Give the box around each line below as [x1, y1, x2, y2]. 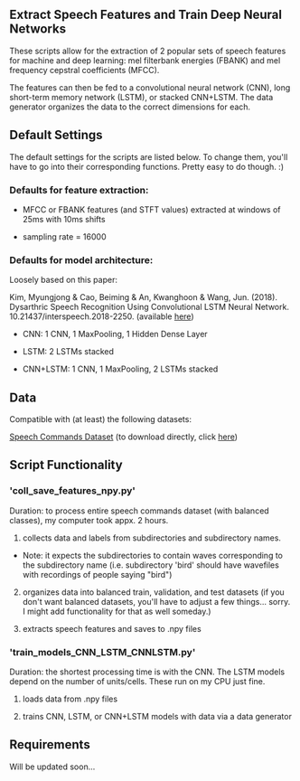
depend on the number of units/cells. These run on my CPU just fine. [9, 676, 266, 687]
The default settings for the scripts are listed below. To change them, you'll [9, 151, 288, 162]
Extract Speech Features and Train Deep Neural [9, 7, 283, 23]
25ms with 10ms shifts [22, 213, 106, 224]
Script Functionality [9, 457, 124, 473]
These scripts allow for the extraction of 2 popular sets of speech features [9, 45, 286, 56]
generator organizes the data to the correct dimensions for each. [9, 101, 251, 112]
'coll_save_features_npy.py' [9, 485, 136, 497]
